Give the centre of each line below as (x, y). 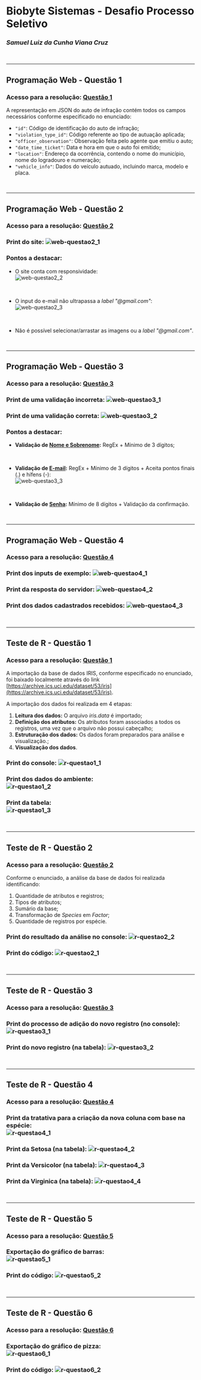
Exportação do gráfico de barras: (55, 1252)
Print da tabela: (29, 803)
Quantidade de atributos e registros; (60, 896)
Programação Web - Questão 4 (65, 540)
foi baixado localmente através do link (53, 680)
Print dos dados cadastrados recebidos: (66, 606)
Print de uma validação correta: (53, 416)
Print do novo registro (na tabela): (56, 1047)
